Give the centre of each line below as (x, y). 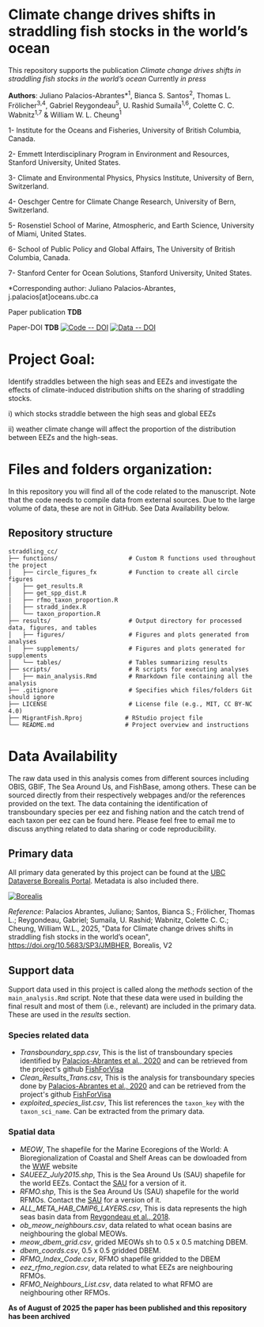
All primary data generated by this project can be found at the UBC (117, 873)
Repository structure (60, 533)
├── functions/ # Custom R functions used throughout (132, 558)
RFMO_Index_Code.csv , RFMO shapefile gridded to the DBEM (120, 1259)
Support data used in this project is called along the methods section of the (131, 989)
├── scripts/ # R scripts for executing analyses (128, 669)
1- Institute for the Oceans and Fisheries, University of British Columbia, (125, 130)
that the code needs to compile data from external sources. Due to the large (132, 499)
